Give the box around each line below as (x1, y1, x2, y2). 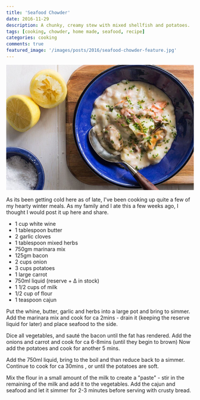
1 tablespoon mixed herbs (14, 239, 79, 246)
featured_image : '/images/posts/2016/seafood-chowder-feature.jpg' (6, 48, 177, 54)
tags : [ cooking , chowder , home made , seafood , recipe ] (6, 29, 145, 35)
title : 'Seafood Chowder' (6, 10, 70, 15)
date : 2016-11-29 (6, 15, 49, 22)
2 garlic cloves (14, 232, 51, 240)
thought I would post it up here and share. (6, 209, 109, 216)
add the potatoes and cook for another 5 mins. (6, 345, 120, 352)
